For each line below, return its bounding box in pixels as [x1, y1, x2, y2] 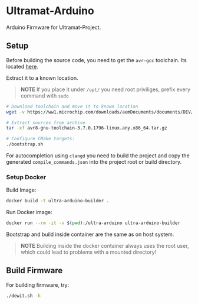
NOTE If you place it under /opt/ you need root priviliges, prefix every [20, 86, 190, 93]
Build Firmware [6, 266, 63, 276]
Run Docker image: [6, 209, 53, 216]
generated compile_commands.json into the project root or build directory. [6, 159, 182, 165]
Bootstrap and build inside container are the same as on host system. [6, 231, 174, 238]
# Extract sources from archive [6, 119, 85, 125]
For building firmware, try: [6, 281, 70, 288]
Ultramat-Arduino [6, 4, 94, 18]
